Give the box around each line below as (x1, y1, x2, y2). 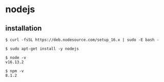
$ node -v (5, 55, 27, 60)
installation (5, 24, 42, 33)
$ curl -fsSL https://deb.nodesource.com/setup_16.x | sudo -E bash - (5, 37, 159, 42)
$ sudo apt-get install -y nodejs (5, 46, 79, 51)
